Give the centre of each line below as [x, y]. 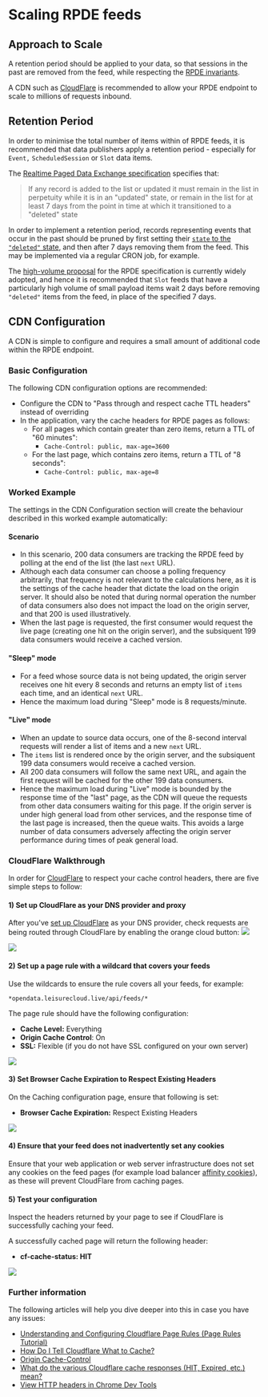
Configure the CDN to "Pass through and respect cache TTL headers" [135, 403]
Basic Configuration [48, 371]
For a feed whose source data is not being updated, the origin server [133, 676]
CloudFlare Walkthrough [57, 860]
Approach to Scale [55, 45]
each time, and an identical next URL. [81, 693]
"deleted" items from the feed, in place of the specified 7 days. [112, 296]
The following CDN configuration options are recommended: [108, 387]
